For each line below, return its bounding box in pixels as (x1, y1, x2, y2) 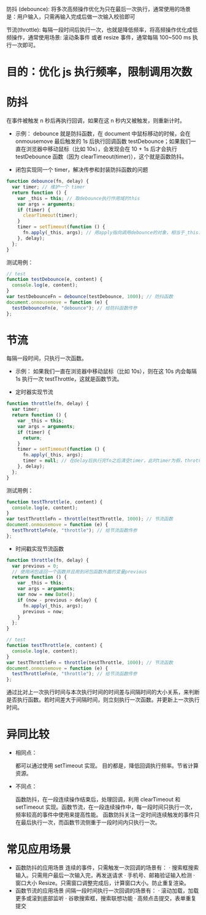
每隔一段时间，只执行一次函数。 (6, 354, 87, 362)
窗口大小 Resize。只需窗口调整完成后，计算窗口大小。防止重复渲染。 (15, 879, 190, 887)
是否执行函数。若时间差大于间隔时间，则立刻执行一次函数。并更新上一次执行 (6, 696, 200, 703)
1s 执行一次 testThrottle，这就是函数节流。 (15, 375, 123, 383)
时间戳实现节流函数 (15, 545, 64, 552)
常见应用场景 (6, 843, 72, 857)
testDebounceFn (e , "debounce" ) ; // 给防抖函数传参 (12, 305, 138, 311)
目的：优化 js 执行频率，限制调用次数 (6, 65, 193, 79)
